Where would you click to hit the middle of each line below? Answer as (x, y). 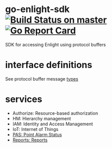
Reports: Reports (30, 140)
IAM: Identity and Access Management (53, 124)
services (24, 99)
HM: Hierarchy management (42, 118)
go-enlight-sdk (37, 9)
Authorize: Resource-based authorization (55, 113)
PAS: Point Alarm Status (37, 134)
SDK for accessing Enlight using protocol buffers (56, 44)
